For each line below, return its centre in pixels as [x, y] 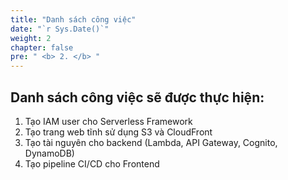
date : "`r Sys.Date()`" [60, 29]
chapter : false [42, 47]
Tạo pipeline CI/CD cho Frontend [92, 163]
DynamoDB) [49, 153]
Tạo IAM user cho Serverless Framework [108, 121]
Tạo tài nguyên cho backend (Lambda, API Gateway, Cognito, [151, 142]
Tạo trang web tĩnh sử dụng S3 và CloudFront [118, 132]
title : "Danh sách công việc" [73, 19]
